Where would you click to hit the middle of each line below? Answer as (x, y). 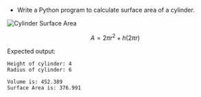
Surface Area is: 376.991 (44, 88)
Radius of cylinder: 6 (39, 69)
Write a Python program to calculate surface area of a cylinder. (106, 10)
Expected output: (32, 51)
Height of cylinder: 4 (39, 64)
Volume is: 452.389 (35, 82)
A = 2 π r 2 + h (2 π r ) (115, 37)
